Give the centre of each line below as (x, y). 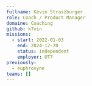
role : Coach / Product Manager (46, 18)
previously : (21, 62)
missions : (19, 35)
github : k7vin (24, 29)
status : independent (43, 51)
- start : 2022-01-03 (38, 40)
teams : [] (19, 74)
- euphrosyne (28, 68)
